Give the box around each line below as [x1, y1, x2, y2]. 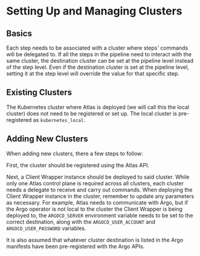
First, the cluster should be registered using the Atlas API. [6, 161, 150, 168]
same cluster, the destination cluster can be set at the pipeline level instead [6, 57, 193, 64]
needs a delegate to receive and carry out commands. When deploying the [6, 186, 193, 193]
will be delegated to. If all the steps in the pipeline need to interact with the [6, 51, 192, 58]
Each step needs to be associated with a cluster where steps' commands [6, 44, 189, 51]
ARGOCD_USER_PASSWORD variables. [6, 225, 86, 232]
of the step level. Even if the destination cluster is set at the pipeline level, [6, 63, 189, 71]
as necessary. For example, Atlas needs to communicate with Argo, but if [6, 199, 189, 206]
